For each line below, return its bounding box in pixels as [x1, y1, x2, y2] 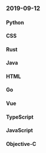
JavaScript [6, 127, 33, 134]
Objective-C [6, 140, 37, 147]
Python [6, 19, 24, 26]
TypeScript [6, 113, 34, 121]
